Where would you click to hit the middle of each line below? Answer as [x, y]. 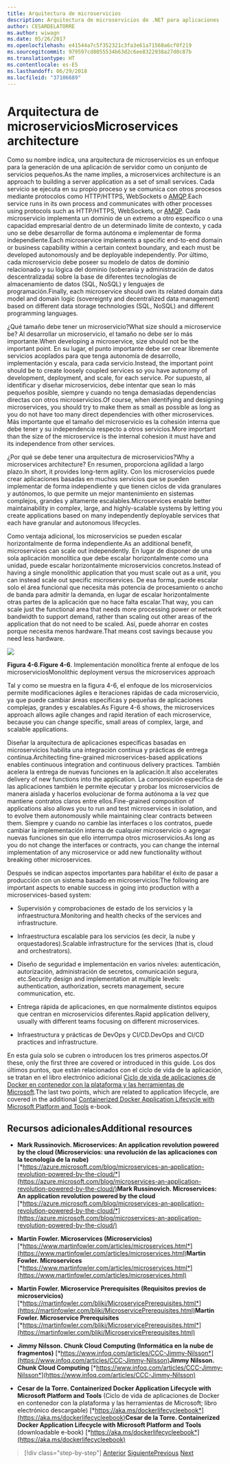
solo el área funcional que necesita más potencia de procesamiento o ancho [115, 587]
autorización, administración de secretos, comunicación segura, [108, 972]
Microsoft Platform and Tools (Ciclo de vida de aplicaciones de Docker [118, 1396]
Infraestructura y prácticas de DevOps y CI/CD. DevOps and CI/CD [111, 1035]
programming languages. [43, 313]
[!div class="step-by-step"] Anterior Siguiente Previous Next [109, 1453]
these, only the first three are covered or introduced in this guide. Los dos [111, 1063]
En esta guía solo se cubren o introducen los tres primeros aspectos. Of [107, 1055]
